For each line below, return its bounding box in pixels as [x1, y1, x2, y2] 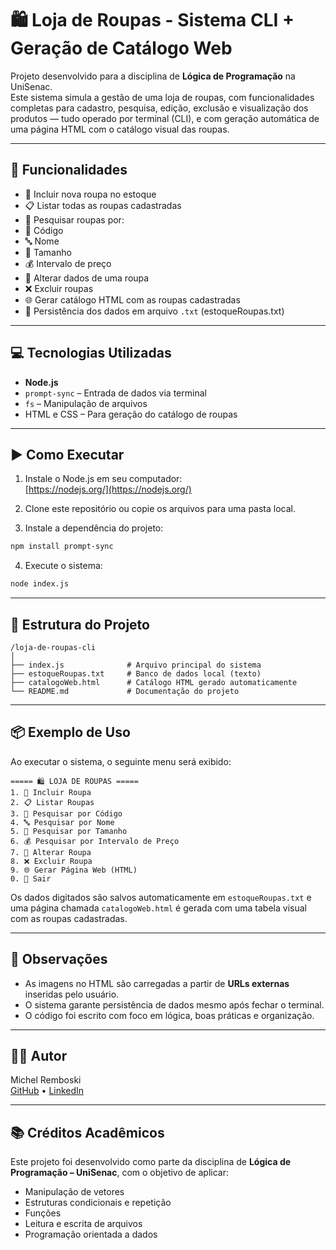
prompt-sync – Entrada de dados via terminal [24, 387, 207, 399]
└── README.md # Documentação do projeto [10, 686, 240, 696]
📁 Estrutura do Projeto [10, 616, 150, 633]
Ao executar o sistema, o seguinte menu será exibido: [10, 755, 232, 767]
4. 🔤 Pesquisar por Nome [10, 817, 115, 827]
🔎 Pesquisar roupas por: [24, 213, 125, 226]
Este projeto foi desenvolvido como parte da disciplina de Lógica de [10, 1156, 292, 1168]
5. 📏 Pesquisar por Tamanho [10, 826, 128, 836]
